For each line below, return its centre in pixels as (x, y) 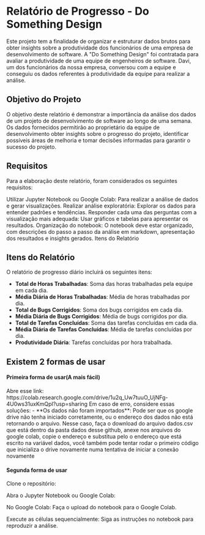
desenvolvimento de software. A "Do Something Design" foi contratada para (102, 54)
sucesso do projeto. (32, 147)
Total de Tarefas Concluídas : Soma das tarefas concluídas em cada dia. (106, 323)
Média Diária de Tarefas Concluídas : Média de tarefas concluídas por (104, 329)
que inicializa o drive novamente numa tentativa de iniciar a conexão (93, 449)
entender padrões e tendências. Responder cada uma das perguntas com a (102, 212)
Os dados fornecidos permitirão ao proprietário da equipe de (83, 127)
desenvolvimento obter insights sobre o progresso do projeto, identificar (98, 133)
